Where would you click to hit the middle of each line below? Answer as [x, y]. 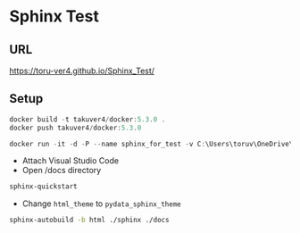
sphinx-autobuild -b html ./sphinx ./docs [89, 221]
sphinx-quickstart [43, 187]
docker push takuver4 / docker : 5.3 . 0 [75, 128]
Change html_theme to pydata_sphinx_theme [101, 204]
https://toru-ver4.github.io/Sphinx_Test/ [82, 71]
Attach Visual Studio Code [70, 161]
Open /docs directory [62, 171]
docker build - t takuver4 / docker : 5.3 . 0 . [87, 119]
